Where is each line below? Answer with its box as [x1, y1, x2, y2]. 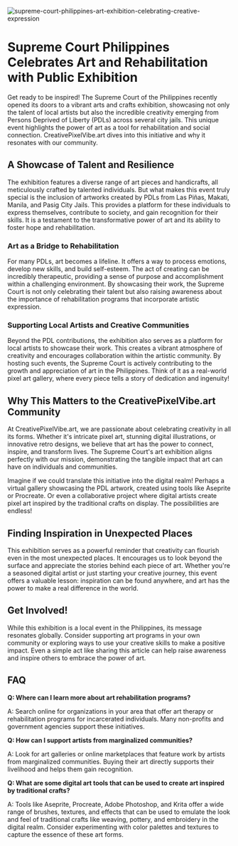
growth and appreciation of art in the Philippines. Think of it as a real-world [7, 366, 227, 375]
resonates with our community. [7, 138, 98, 147]
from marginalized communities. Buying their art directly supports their [7, 757, 215, 766]
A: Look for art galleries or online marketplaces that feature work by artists [7, 749, 225, 758]
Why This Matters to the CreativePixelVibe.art [7, 395, 216, 407]
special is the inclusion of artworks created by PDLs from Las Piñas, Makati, [7, 193, 229, 201]
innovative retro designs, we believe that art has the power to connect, [7, 440, 214, 448]
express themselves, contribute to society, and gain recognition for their [7, 208, 219, 216]
